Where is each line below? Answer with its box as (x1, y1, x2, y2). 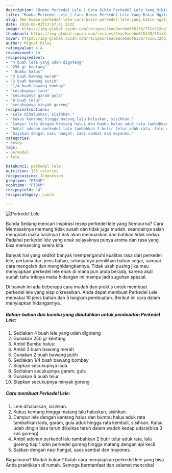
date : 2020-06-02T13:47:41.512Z (6, 21, 75, 27)
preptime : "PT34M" (6, 178, 45, 183)
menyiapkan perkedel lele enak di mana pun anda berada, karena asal (6, 268, 153, 275)
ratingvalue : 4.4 (6, 45, 43, 51)
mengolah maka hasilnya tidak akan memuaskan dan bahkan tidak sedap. (6, 231, 161, 237)
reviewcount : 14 (6, 50, 40, 55)
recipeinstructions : (6, 107, 50, 112)
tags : (6, 145, 17, 151)
